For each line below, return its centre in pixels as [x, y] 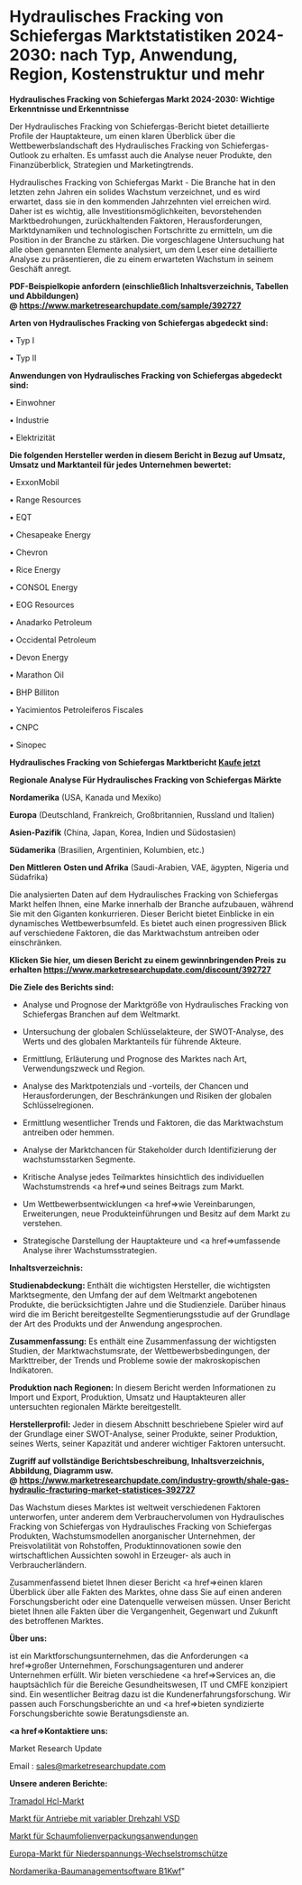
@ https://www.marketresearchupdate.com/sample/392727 [125, 305]
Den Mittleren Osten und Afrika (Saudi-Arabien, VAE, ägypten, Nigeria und [149, 867]
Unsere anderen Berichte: [59, 1783]
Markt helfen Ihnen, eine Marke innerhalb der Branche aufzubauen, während [152, 904]
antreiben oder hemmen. [68, 1132]
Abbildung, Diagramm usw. [61, 1470]
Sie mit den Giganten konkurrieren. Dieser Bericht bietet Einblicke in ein [142, 914]
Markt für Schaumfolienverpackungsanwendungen [104, 1835]
